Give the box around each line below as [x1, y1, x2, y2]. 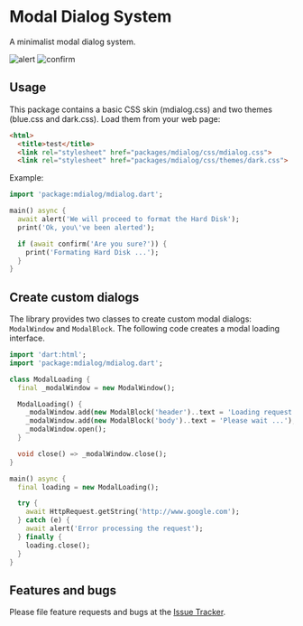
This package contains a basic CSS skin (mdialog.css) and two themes [9, 104, 273, 115]
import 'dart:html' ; [9, 350, 87, 360]
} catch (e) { [17, 516, 70, 525]
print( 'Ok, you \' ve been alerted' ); [17, 223, 155, 232]
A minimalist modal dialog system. [9, 36, 136, 47]
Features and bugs [9, 583, 117, 598]
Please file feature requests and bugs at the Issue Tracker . [9, 607, 226, 618]
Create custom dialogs [9, 289, 140, 304]
